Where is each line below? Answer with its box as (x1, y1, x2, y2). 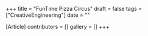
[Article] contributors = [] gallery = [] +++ (5, 23, 110, 30)
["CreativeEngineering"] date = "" (5, 11, 90, 19)
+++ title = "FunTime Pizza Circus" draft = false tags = (5, 5, 143, 12)
